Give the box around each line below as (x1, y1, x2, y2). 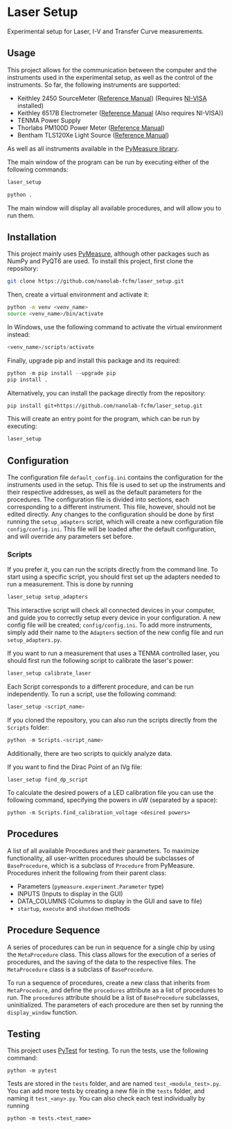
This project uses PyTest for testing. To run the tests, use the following (7, 1046, 209, 1055)
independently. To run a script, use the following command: (7, 690, 177, 698)
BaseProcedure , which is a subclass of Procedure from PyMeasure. (7, 861, 195, 869)
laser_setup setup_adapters (7, 593, 89, 601)
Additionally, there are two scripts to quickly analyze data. (7, 749, 172, 757)
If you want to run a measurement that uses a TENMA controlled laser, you (7, 649, 220, 657)
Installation (7, 231, 57, 243)
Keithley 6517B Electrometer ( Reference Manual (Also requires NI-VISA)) (17, 108, 224, 117)
